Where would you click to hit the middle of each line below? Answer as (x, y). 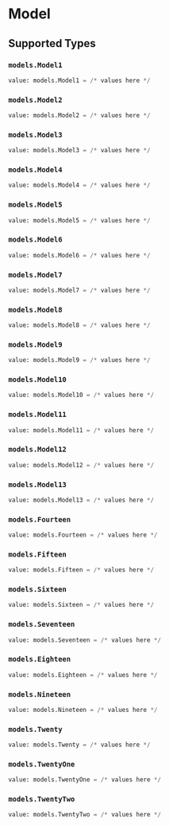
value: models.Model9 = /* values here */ (79, 360)
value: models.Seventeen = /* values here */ (84, 640)
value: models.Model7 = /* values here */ (79, 290)
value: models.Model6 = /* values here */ (79, 255)
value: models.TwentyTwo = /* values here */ (84, 815)
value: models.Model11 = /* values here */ (81, 430)
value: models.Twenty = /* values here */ (79, 745)
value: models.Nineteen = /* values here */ (83, 710)
